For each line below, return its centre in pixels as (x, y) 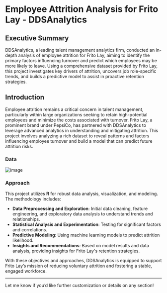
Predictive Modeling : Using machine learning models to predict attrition (86, 235)
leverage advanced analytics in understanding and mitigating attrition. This (82, 130)
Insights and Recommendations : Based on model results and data (81, 246)
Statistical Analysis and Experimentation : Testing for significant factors (87, 224)
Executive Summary (37, 38)
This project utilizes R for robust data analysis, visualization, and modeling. (82, 194)
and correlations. (30, 230)
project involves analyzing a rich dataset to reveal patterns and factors (77, 136)
